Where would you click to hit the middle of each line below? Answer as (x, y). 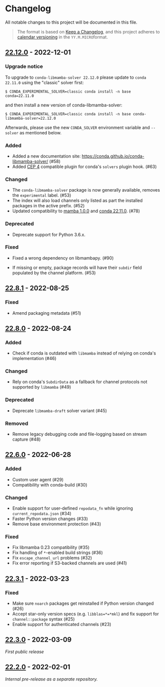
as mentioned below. (40, 132)
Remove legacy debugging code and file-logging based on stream (79, 434)
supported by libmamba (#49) (42, 387)
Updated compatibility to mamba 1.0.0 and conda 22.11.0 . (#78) (76, 211)
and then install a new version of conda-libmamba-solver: (64, 105)
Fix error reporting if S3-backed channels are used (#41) (69, 563)
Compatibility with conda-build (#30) (50, 485)
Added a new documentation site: (47, 156)
